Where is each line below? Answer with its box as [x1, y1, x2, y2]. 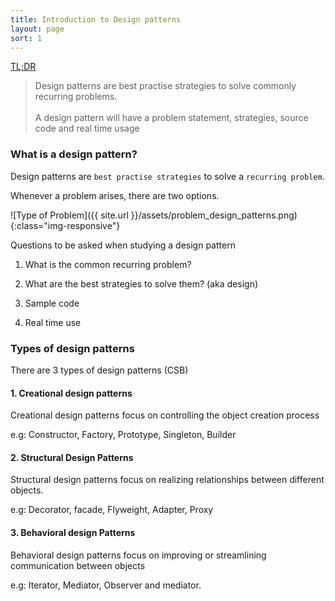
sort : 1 [10, 33, 43, 43]
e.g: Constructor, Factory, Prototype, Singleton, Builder [10, 429, 237, 441]
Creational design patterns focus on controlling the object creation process [10, 409, 320, 421]
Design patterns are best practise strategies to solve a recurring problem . [10, 170, 325, 182]
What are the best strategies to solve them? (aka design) [24, 277, 259, 290]
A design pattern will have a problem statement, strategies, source [34, 112, 309, 124]
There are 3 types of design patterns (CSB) [10, 364, 189, 376]
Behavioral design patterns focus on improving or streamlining [10, 549, 267, 561]
